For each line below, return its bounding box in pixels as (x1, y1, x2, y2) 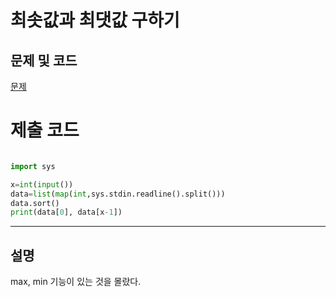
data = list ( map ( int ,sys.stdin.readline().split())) (10, 189, 226, 199)
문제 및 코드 (10, 52, 78, 69)
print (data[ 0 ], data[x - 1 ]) (10, 207, 123, 218)
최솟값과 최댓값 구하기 (10, 9, 180, 32)
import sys (10, 161, 56, 171)
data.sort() (10, 198, 60, 208)
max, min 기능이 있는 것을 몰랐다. (10, 276, 142, 288)
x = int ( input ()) (10, 179, 74, 190)
